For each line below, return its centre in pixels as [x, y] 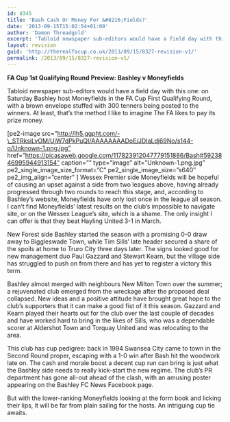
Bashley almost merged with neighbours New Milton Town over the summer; [115, 284]
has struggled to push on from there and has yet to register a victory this [110, 263]
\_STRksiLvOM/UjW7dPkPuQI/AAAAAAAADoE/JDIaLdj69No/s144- [100, 141]
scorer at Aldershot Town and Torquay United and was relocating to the [108, 327]
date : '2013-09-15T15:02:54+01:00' [58, 26]
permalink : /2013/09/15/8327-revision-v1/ [68, 58]
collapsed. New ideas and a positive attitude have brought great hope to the [114, 298]
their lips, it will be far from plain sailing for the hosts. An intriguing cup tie [111, 405]
